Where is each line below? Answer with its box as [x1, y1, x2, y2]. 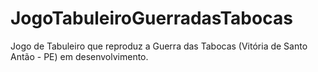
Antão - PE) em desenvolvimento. [10, 50, 149, 62]
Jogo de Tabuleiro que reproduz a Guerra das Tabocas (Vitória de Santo [10, 40, 308, 52]
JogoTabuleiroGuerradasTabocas [10, 7, 293, 30]
